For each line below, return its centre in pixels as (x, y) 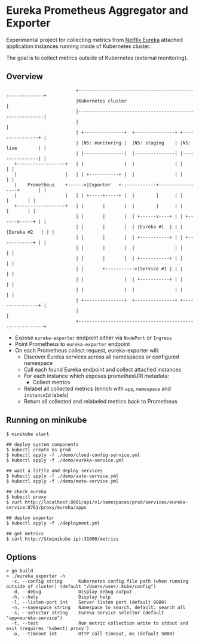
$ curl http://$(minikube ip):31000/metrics (62, 539)
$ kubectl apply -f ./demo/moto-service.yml (62, 481)
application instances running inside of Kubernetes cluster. (79, 46)
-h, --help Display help (61, 597)
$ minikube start (28, 434)
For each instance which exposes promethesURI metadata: (96, 376)
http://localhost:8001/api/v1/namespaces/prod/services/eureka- (106, 502)
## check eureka (26, 492)
